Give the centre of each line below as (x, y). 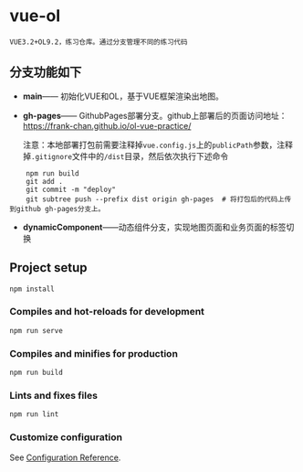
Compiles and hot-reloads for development (107, 312)
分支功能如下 (46, 73)
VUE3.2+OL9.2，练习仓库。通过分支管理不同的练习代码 (99, 42)
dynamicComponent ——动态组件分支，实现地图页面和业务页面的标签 (154, 227)
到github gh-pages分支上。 (57, 209)
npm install (32, 289)
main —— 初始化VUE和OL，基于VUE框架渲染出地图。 (123, 96)
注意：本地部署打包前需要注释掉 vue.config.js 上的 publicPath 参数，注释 (158, 145)
